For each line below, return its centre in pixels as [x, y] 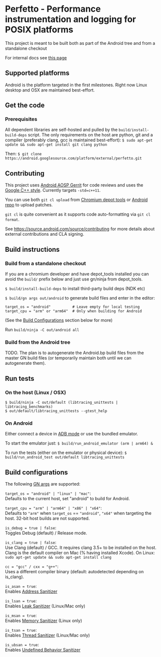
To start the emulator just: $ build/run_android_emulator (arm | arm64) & [79, 443]
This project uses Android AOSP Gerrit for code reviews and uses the [74, 185]
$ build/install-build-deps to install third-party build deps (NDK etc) [75, 288]
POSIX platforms [39, 30]
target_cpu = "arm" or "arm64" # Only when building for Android [73, 311]
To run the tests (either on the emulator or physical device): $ [66, 453]
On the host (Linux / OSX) [36, 392]
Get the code [25, 105]
